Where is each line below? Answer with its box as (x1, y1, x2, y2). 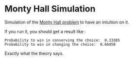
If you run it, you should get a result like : (4, 28, 86, 34)
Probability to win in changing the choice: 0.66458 (4, 42, 116, 47)
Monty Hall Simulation (4, 3, 96, 14)
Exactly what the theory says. (4, 50, 64, 56)
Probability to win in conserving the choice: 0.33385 (4, 37, 120, 43)
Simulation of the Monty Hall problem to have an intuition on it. (4, 19, 130, 25)
